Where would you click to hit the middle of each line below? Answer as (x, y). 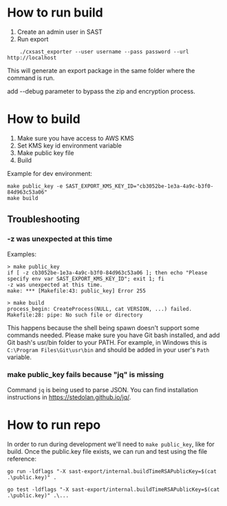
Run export (33, 39)
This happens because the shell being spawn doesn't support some (103, 327)
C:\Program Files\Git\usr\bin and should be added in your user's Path (108, 350)
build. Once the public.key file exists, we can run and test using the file (107, 451)
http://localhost (32, 58)
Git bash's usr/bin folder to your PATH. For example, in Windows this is (107, 342)
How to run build (55, 13)
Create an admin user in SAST (60, 32)
